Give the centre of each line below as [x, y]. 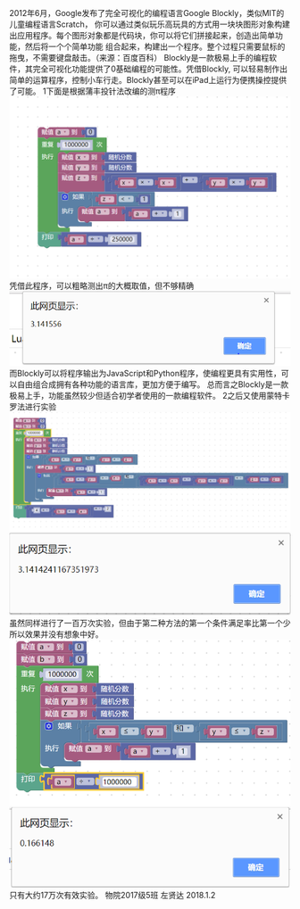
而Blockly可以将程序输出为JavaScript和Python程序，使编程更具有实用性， [145, 374]
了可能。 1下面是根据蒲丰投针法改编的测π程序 [93, 91]
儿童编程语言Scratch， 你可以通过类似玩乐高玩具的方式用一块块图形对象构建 [150, 24]
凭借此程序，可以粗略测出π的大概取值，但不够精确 [102, 286]
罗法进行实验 [33, 407]
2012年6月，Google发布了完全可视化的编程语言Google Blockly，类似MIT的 [147, 13]
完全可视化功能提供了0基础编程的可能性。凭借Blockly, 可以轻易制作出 [160, 69]
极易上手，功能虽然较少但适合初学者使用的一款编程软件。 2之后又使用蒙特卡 [150, 396]
